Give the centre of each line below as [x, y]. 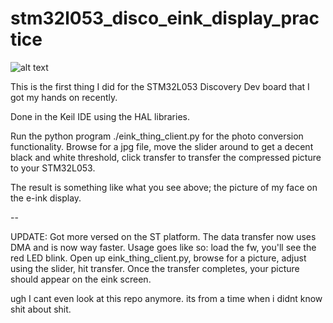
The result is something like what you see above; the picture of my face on [164, 187]
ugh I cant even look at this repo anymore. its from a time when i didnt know [166, 298]
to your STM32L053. [53, 168]
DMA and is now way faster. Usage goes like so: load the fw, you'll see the [163, 247]
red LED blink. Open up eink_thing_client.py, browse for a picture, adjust [158, 258]
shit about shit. [41, 309]
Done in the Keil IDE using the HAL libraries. [100, 116]
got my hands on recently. [64, 97]
